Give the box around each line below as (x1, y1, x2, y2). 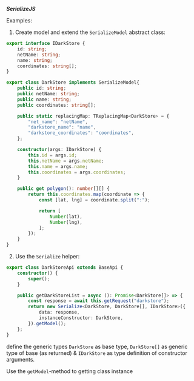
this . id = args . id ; (28, 152, 78, 158)
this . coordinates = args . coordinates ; (28, 169, 126, 175)
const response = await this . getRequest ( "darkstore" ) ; (28, 298, 170, 304)
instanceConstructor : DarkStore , (38, 315, 123, 321)
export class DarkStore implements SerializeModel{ (6, 79, 139, 86)
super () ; (28, 275, 50, 282)
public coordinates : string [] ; (17, 102, 96, 108)
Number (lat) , (49, 214, 83, 220)
